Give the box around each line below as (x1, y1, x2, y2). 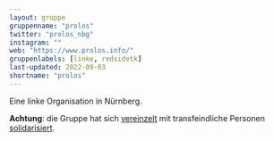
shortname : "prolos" (9, 71, 87, 80)
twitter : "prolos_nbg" (9, 29, 94, 38)
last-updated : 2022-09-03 (9, 63, 106, 72)
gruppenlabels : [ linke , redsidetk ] (9, 54, 142, 63)
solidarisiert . (9, 122, 56, 133)
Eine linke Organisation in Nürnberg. (9, 95, 142, 106)
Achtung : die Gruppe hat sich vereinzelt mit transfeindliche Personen (9, 112, 266, 123)
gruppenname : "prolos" (9, 21, 94, 30)
